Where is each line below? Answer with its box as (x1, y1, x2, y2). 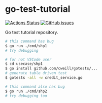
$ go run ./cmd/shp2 (5, 89, 48, 94)
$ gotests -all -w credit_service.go (5, 75, 83, 80)
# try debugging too (5, 93, 48, 98)
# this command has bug (5, 38, 54, 44)
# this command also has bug (5, 84, 65, 89)
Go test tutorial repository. (5, 29, 58, 35)
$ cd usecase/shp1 (5, 62, 43, 67)
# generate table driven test (5, 70, 68, 76)
